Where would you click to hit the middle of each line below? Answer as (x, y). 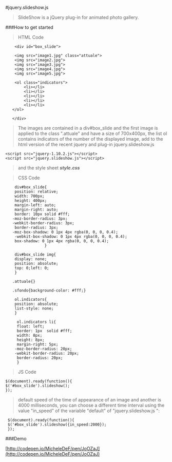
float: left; (31, 326)
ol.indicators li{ (36, 322)
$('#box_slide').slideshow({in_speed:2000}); (57, 425)
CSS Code (29, 178)
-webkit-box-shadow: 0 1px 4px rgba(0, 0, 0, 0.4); (71, 237)
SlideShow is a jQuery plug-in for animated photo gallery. (78, 17)
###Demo (16, 439)
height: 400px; (31, 201)
